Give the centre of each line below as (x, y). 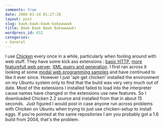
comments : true (21, 10)
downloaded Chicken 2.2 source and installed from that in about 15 (74, 98)
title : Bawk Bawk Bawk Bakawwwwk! (41, 28)
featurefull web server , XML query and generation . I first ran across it (76, 66)
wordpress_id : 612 (24, 33)
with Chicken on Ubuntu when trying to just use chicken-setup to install (78, 109)
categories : (17, 38)
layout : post (19, 19)
